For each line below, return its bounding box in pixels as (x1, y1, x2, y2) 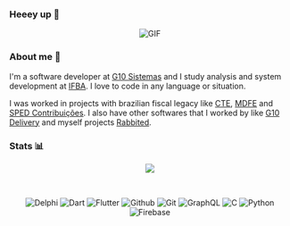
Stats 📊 (9, 139, 45, 152)
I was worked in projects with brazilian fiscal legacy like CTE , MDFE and (9, 97, 274, 108)
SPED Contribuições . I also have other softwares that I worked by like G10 (9, 107, 280, 118)
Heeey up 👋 (9, 8, 60, 21)
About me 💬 (9, 51, 61, 63)
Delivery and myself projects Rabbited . (9, 116, 152, 128)
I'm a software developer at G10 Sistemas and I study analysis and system (9, 71, 282, 81)
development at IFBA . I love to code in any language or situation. (9, 80, 246, 91)
